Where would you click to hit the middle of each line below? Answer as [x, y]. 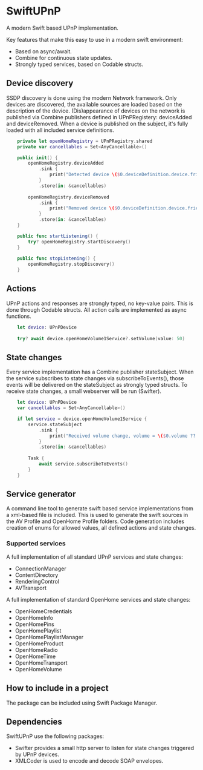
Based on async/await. [43, 51]
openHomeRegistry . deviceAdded [66, 163]
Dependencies [34, 722]
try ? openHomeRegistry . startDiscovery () [79, 242]
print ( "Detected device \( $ [85, 175]
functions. [19, 316]
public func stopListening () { [56, 258]
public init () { [38, 158]
